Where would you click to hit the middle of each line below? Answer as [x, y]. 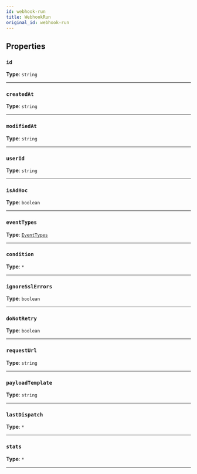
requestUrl [21, 351]
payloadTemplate [29, 383]
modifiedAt [21, 126]
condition [20, 254]
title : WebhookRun [28, 17]
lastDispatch [25, 414]
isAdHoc [17, 190]
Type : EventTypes [27, 234]
